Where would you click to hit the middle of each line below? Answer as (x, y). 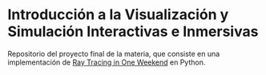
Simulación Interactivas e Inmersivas (133, 32)
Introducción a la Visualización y (118, 15)
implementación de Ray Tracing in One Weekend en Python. (107, 62)
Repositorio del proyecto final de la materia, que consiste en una (114, 53)
